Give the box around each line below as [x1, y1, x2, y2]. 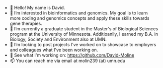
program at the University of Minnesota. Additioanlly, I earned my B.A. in [9, 31, 158, 37]
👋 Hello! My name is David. [9, 5, 65, 10]
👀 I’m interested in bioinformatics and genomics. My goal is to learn [9, 10, 148, 16]
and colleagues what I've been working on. [9, 47, 98, 53]
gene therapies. [9, 20, 42, 26]
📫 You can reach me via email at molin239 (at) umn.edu [9, 58, 126, 64]
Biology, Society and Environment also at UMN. [9, 36, 107, 42]
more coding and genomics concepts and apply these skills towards [9, 15, 150, 21]
